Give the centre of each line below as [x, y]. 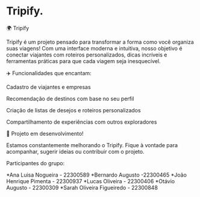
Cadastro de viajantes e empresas [49, 87]
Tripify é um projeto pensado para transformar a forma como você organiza [100, 42]
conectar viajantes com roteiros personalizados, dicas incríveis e [87, 55]
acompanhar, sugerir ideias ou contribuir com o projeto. [75, 151]
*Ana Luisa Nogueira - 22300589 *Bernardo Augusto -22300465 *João [96, 175]
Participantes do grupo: [36, 163]
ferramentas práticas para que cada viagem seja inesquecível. [83, 61]
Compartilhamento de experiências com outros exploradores [82, 122]
